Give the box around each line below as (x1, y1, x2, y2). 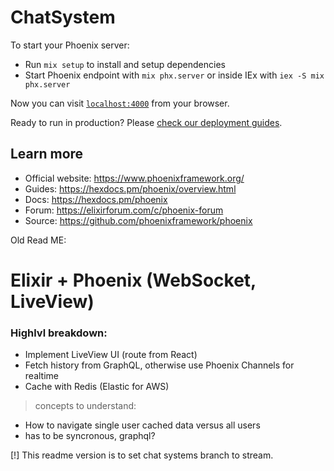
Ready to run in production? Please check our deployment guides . (10, 116, 283, 128)
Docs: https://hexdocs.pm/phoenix (24, 193, 168, 205)
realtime (24, 370, 59, 382)
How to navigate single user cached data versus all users (24, 419, 261, 431)
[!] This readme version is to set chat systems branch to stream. (10, 449, 274, 461)
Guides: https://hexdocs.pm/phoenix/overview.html (24, 182, 237, 195)
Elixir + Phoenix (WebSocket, (10, 269, 257, 291)
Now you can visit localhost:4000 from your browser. (10, 97, 230, 109)
